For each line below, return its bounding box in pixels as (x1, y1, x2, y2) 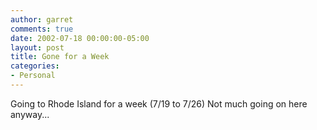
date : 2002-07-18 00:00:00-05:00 (10, 33, 150, 43)
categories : (10, 61, 60, 71)
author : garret (10, 14, 74, 25)
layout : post (10, 42, 65, 53)
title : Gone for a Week (10, 52, 110, 62)
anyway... (10, 108, 50, 120)
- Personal (10, 71, 56, 81)
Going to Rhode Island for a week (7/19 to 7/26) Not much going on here (10, 97, 308, 110)
